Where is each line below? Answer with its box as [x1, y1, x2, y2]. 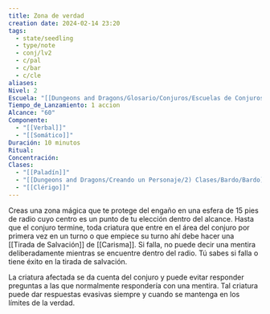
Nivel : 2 [8, 86, 38, 95]
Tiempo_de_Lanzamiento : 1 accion [8, 101, 121, 109]
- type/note [15, 42, 56, 50]
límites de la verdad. [8, 298, 76, 308]
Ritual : [8, 146, 35, 154]
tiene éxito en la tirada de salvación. [8, 256, 128, 266]
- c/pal [15, 57, 42, 65]
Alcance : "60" [8, 109, 56, 117]
